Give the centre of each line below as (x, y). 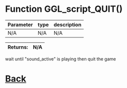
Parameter (20, 25)
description (68, 25)
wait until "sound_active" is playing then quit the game (61, 59)
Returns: (18, 47)
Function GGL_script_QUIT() (64, 9)
